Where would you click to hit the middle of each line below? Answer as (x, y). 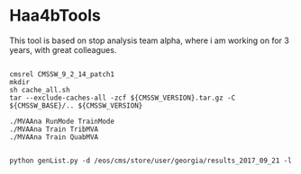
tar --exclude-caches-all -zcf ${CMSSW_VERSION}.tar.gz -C (123, 98)
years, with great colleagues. (63, 49)
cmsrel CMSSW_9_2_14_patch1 (62, 74)
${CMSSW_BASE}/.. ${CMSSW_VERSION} (76, 105)
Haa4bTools (55, 16)
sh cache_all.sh (40, 90)
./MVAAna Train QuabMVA (54, 137)
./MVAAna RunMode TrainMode (62, 121)
